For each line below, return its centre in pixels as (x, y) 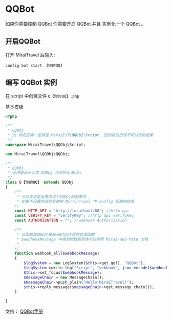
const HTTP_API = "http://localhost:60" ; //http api (72, 211)
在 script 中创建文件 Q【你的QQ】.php (42, 96)
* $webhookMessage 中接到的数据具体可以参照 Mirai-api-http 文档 (82, 239)
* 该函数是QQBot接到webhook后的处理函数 (56, 234)
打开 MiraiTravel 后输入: (30, 55)
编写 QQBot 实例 (31, 83)
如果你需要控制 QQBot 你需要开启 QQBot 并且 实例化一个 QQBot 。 (76, 24)
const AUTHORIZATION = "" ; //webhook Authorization (71, 221)
